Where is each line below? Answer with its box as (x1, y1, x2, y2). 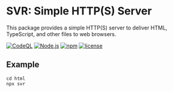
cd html (6, 75, 26, 82)
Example (6, 60, 40, 70)
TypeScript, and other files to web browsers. (6, 30, 117, 37)
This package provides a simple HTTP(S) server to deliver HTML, (6, 24, 168, 31)
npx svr (6, 81, 26, 87)
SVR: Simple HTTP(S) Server (6, 4, 152, 18)
